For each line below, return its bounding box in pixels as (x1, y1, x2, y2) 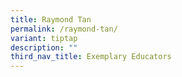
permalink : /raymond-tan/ (10, 24, 118, 34)
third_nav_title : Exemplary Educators (10, 52, 172, 62)
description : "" (10, 42, 78, 53)
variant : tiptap (10, 33, 78, 43)
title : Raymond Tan (10, 14, 92, 25)
